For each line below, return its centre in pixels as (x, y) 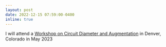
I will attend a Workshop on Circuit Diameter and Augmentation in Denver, (83, 34)
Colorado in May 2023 (29, 39)
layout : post (19, 10)
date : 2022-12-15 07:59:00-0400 (40, 15)
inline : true (19, 19)
